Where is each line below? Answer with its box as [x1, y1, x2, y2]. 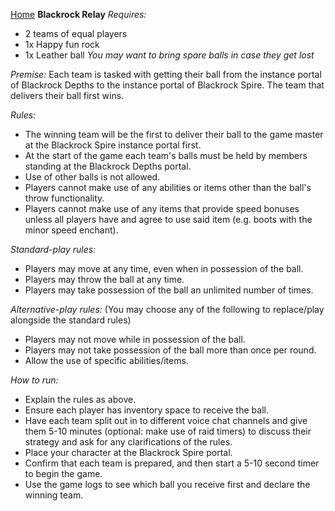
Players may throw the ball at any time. [24, 274, 185, 285]
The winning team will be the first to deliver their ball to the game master [24, 129, 324, 140]
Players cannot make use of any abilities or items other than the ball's [24, 182, 312, 193]
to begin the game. [24, 468, 103, 479]
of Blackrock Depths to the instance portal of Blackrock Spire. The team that [10, 79, 325, 91]
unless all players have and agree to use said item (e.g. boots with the [24, 214, 313, 225]
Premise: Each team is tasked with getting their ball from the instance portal [10, 69, 322, 80]
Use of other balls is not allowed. [24, 171, 161, 183]
